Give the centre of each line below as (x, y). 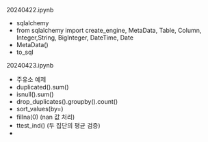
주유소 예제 (31, 79)
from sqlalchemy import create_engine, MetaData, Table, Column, (109, 30)
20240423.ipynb (30, 65)
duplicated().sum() (42, 87)
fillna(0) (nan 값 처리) (45, 117)
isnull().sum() (35, 94)
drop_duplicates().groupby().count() (67, 101)
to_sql (25, 52)
